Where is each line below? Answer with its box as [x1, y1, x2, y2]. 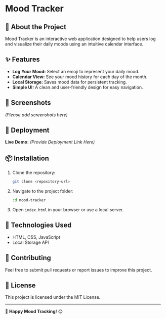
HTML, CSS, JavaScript [12, 234, 61, 240]
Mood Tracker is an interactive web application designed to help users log [5, 36, 156, 42]
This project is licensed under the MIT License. [5, 294, 101, 300]
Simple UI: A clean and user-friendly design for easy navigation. [12, 84, 143, 90]
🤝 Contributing [5, 254, 51, 262]
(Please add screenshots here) [5, 112, 68, 118]
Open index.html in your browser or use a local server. [12, 207, 124, 213]
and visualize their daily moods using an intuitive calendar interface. [5, 41, 144, 47]
